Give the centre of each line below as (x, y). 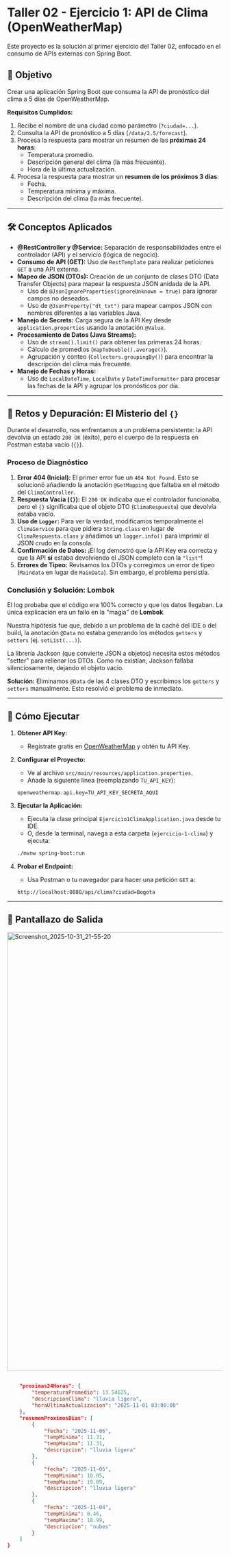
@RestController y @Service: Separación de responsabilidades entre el (119, 247)
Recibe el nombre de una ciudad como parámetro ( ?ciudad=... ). (107, 126)
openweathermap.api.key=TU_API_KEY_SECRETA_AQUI (88, 793)
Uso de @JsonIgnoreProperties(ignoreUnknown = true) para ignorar (122, 291)
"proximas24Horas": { (50, 1386)
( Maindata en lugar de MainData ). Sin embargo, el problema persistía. (113, 572)
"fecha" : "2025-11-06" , (77, 1431)
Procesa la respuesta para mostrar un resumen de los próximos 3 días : (118, 176)
